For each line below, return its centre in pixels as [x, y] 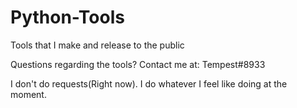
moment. [28, 94]
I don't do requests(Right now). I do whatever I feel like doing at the [149, 83]
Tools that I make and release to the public [97, 45]
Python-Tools [67, 17]
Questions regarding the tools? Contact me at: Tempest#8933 [138, 64]
